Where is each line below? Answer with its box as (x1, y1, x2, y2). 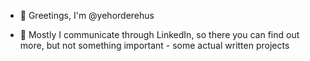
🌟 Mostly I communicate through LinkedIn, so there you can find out (19, 29, 300, 40)
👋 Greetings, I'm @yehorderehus (19, 10, 155, 21)
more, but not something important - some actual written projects (19, 40, 290, 51)
